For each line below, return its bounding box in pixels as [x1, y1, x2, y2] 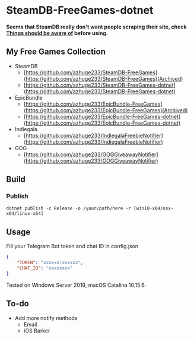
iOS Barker [23, 327, 50, 334]
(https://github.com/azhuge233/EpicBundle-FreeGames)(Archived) [23, 106, 188, 113]
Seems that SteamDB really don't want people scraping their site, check [6, 23, 187, 30]
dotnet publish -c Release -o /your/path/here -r [6, 205, 132, 211]
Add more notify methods [14, 314, 78, 321]
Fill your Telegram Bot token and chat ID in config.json [6, 243, 139, 250]
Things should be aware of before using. [6, 29, 109, 36]
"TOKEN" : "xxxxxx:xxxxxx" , [17, 259, 84, 266]
